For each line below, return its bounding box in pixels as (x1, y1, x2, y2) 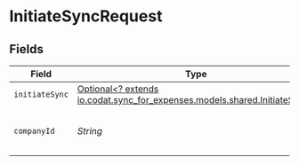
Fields (9, 42, 44, 57)
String (77, 125, 103, 137)
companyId (13, 126, 55, 136)
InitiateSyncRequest (9, 6, 163, 27)
